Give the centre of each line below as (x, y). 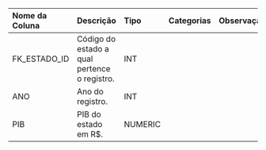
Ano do (90, 92)
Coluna (26, 25)
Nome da (30, 15)
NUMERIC (142, 124)
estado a (93, 49)
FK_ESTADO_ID (41, 59)
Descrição (96, 21)
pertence (93, 69)
